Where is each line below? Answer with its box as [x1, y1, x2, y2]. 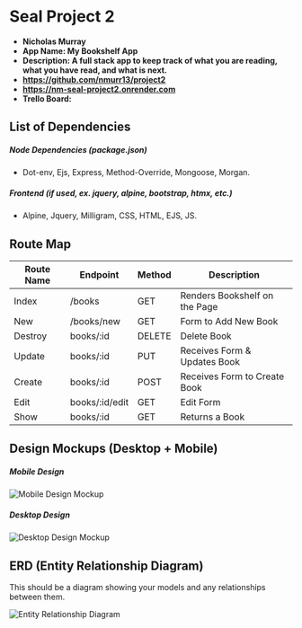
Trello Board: [22, 93, 72, 104]
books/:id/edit [70, 396, 129, 409]
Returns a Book [180, 411, 245, 423]
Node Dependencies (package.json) [9, 144, 148, 155]
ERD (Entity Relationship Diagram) [9, 558, 204, 573]
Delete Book [180, 330, 232, 342]
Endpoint [79, 269, 120, 281]
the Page [180, 301, 218, 314]
